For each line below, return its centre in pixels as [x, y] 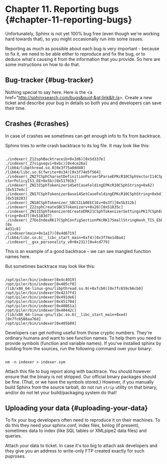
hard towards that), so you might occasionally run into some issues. [74, 39]
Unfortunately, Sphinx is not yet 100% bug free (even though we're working [83, 33]
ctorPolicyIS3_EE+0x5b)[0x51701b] [41, 181]
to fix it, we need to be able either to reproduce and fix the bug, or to [75, 54]
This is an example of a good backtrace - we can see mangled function [78, 251]
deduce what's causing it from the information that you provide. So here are [83, 59]
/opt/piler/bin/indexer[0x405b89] [41, 323]
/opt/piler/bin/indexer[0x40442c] [41, 310]
